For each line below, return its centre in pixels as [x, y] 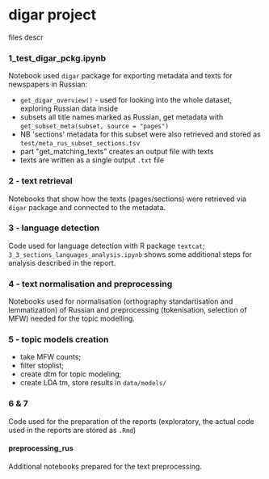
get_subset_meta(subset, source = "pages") [95, 127]
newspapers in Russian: [48, 84]
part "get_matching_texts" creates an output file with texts [117, 152]
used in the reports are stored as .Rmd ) [72, 430]
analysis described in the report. [62, 263]
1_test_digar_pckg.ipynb [57, 58]
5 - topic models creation [59, 339]
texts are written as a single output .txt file [92, 160]
